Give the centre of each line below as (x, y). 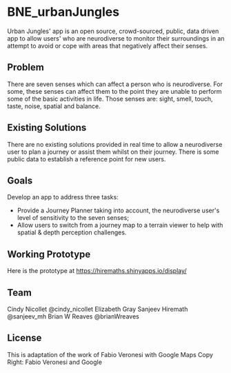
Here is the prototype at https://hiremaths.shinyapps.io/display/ (97, 271)
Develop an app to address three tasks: (63, 197)
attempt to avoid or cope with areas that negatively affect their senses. (108, 46)
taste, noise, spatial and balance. (54, 106)
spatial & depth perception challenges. (72, 232)
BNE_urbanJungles (63, 12)
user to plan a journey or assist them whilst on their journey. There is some (113, 152)
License (24, 338)
